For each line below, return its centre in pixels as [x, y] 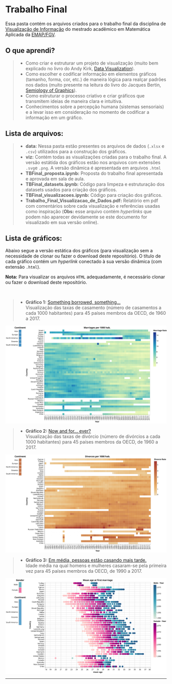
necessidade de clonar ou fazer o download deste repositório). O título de [83, 256]
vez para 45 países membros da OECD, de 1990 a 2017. [84, 571]
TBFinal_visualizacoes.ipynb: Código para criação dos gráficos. [94, 195]
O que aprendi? [30, 51]
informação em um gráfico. [54, 117]
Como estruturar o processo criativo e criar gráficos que [85, 95]
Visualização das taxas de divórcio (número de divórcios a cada [93, 436]
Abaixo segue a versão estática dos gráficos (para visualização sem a [79, 251]
